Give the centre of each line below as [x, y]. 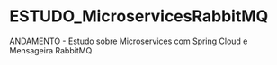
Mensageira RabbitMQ [51, 50]
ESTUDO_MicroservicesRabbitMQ [139, 16]
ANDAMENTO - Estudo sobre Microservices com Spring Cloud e [129, 41]
